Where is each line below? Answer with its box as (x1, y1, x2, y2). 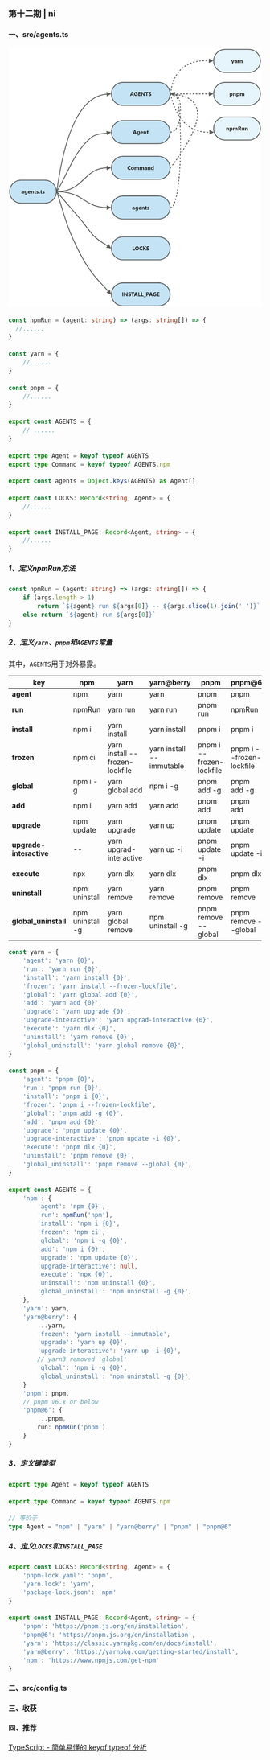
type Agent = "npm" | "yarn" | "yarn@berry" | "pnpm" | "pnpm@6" (8, 1523, 232, 1531)
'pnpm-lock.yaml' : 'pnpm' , (22, 1571, 113, 1579)
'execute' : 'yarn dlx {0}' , (22, 1025, 117, 1033)
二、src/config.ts (8, 1684, 67, 1693)
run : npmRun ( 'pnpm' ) (37, 1423, 106, 1432)
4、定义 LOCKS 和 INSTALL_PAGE (8, 1541, 103, 1551)
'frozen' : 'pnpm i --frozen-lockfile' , (22, 1100, 157, 1108)
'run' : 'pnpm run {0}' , (22, 1084, 103, 1092)
